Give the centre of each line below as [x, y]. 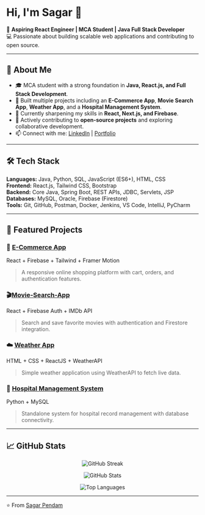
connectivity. [38, 420]
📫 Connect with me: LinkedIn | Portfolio [65, 133]
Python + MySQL [28, 402]
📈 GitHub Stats [36, 446]
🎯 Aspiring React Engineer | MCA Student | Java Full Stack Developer [95, 29]
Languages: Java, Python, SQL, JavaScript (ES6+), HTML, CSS [86, 179]
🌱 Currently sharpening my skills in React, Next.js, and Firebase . [97, 113]
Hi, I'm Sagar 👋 [44, 13]
